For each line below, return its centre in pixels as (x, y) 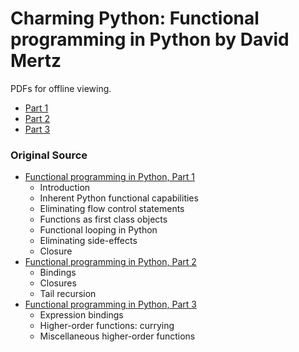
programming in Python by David (150, 39)
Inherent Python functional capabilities (119, 198)
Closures (58, 283)
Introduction (65, 188)
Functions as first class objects (103, 219)
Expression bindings (81, 315)
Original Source (49, 155)
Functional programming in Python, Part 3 (110, 304)
